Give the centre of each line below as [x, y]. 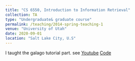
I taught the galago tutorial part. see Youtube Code [58, 53]
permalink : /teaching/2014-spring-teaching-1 [54, 24]
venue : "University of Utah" [36, 29]
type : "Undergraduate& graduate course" [49, 19]
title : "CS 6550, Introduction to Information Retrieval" [68, 10]
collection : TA [21, 15]
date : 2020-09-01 [24, 34]
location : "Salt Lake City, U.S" [41, 39]
